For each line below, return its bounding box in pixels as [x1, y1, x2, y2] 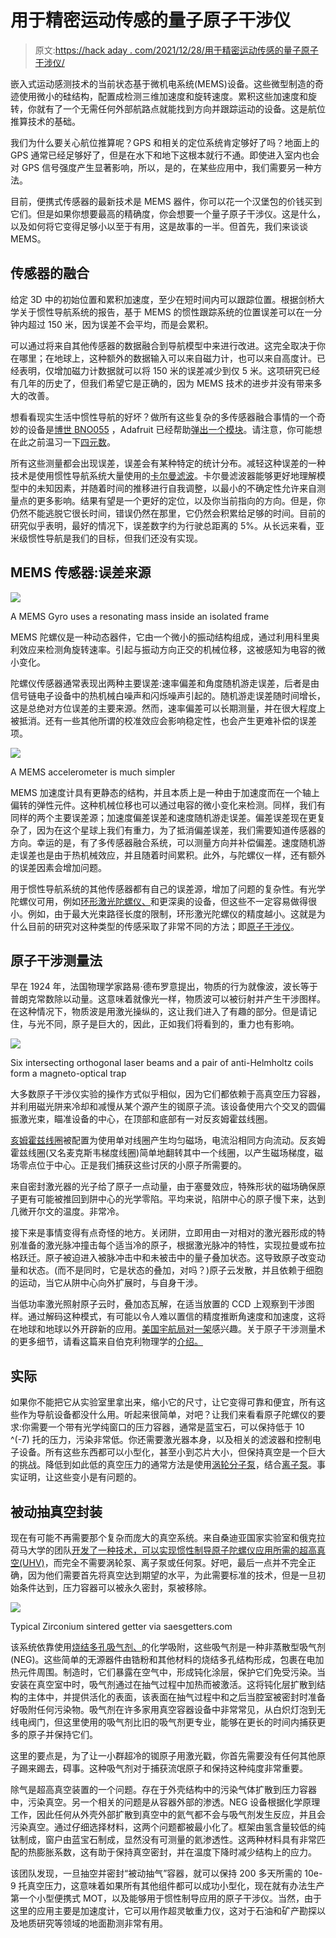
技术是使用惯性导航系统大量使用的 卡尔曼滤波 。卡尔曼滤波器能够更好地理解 [10, 469, 317, 481]
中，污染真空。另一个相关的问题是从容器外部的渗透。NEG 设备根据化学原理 [10, 1796, 321, 1808]
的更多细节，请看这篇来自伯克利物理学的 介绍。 [10, 1336, 203, 1348]
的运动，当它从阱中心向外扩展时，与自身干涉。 [10, 1277, 203, 1289]
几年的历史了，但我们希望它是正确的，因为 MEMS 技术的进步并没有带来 [18, 377, 314, 389]
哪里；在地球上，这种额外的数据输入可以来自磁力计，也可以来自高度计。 [18, 352, 317, 364]
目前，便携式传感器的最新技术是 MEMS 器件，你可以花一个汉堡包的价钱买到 [10, 195, 323, 207]
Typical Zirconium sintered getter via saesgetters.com [10, 1621, 233, 1632]
